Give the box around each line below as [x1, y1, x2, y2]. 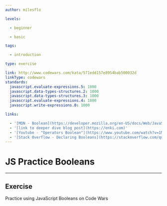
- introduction [9, 52, 41, 57]
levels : [5, 16, 21, 21]
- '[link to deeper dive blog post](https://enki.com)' [9, 125, 128, 130]
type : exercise [5, 61, 37, 66]
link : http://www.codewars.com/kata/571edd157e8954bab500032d [5, 70, 137, 75]
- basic [9, 34, 26, 39]
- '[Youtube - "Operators [9, 130, 64, 135]
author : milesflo [5, 7, 41, 12]
